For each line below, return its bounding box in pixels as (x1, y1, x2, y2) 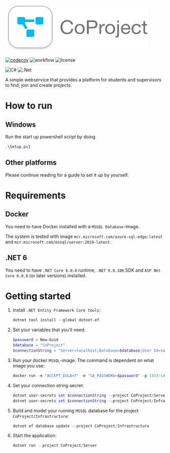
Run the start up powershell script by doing (5, 134, 95, 140)
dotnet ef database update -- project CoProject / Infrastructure (12, 423, 150, 429)
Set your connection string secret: (12, 382, 84, 388)
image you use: (12, 362, 45, 368)
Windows (5, 120, 36, 129)
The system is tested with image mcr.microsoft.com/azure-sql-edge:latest (5, 233, 163, 239)
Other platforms (5, 158, 57, 167)
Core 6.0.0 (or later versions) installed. (5, 272, 87, 279)
